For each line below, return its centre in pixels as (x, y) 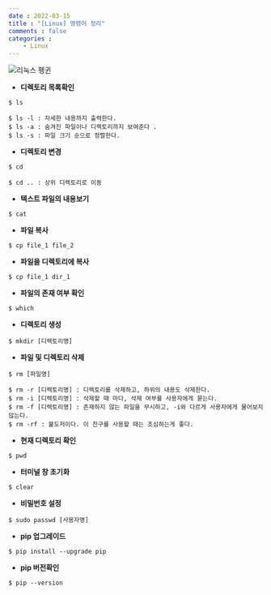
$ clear (21, 487)
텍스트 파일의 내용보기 (55, 199)
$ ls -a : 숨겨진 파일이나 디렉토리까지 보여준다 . (83, 127)
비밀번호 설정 (41, 503)
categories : (30, 39)
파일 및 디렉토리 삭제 (52, 357)
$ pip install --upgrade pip (57, 552)
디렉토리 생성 (41, 324)
